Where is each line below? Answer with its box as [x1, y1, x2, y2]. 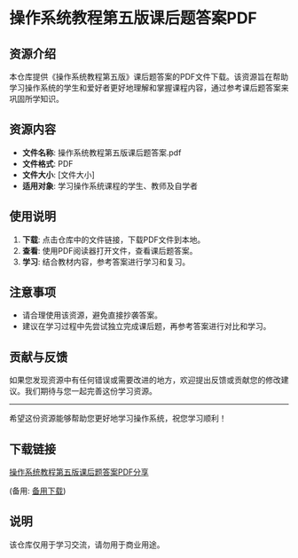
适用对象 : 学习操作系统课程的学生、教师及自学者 [21, 180, 198, 191]
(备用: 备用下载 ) [9, 485, 67, 497]
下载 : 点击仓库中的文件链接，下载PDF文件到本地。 [21, 234, 206, 245]
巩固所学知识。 [9, 94, 64, 104]
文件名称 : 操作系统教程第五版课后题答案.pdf [21, 147, 182, 158]
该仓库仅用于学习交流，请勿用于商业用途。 [9, 538, 165, 550]
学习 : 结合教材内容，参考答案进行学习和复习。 [21, 256, 191, 267]
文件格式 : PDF [21, 158, 74, 169]
